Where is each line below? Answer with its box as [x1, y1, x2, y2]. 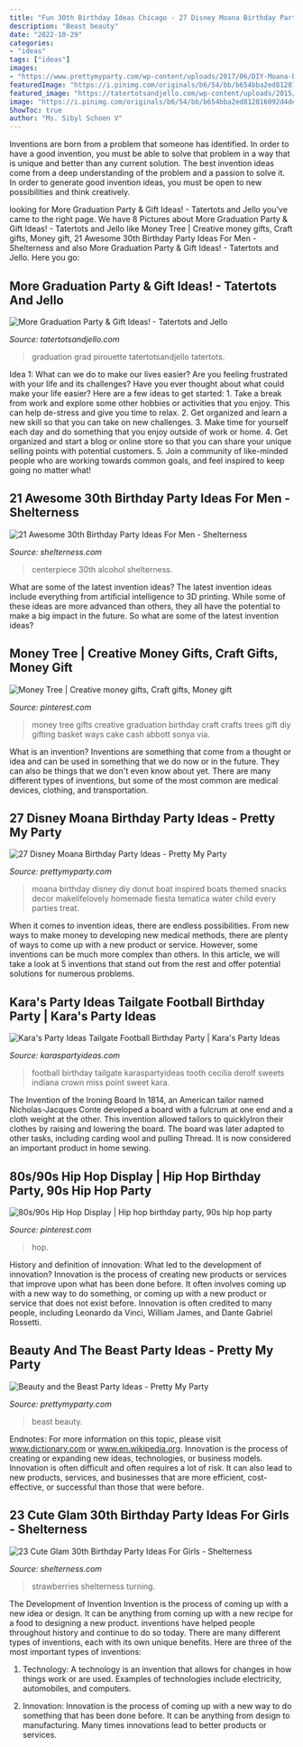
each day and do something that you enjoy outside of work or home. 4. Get [9, 426, 289, 437]
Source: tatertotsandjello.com [9, 333, 120, 344]
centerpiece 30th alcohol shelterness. [31, 563, 173, 574]
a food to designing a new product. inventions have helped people [9, 1617, 255, 1628]
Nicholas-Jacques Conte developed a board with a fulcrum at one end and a [9, 1104, 293, 1115]
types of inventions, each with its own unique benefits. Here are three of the [9, 1636, 292, 1648]
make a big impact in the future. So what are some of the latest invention [9, 610, 280, 621]
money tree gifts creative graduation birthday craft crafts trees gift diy [31, 719, 291, 729]
